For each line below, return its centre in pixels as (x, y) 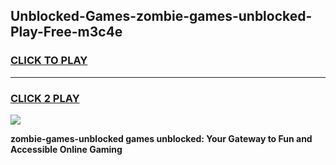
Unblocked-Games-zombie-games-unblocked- (161, 16)
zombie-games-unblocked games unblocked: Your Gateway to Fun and (161, 138)
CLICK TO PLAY (49, 61)
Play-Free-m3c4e (66, 32)
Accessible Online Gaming (66, 149)
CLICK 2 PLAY (45, 98)
